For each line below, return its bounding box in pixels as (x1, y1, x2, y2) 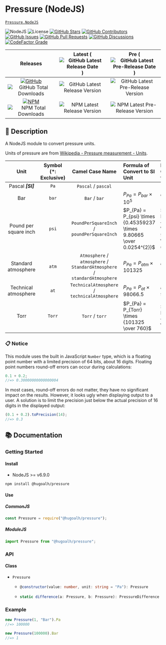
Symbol (43, 162, 62, 169)
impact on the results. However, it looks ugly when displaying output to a (5, 392, 153, 398)
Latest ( (73, 50, 92, 57)
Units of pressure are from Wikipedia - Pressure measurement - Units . (5, 150, 148, 156)
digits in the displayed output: (5, 402, 66, 409)
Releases (20, 60, 42, 67)
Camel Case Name (72, 168, 117, 175)
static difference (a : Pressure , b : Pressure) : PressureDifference (19, 594, 160, 599)
